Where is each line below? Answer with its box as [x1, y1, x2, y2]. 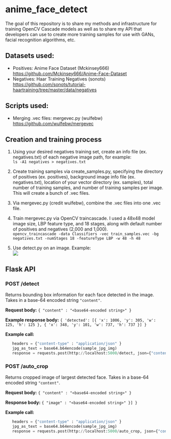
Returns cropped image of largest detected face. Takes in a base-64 [5, 374, 149, 380]
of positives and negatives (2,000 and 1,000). [12, 226, 108, 233]
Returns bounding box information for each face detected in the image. [5, 292, 154, 298]
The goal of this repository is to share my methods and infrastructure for [5, 20, 157, 27]
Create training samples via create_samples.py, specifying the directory [12, 168, 163, 174]
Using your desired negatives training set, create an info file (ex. [12, 149, 148, 155]
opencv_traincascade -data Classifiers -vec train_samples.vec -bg [12, 231, 159, 237]
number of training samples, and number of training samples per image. [12, 185, 164, 191]
